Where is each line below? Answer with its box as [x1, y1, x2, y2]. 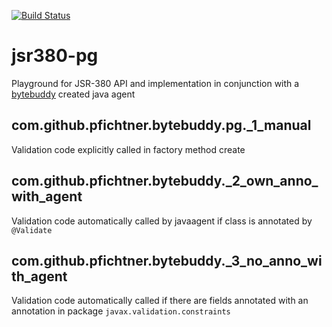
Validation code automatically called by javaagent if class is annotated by [11, 215, 313, 227]
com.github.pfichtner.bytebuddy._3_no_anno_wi [11, 252, 323, 269]
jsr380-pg [11, 45, 99, 67]
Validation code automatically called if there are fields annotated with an [11, 295, 309, 307]
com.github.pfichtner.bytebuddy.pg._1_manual [11, 117, 312, 134]
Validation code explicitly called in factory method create [11, 143, 246, 155]
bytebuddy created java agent [11, 88, 136, 100]
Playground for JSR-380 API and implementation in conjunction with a [11, 77, 300, 89]
